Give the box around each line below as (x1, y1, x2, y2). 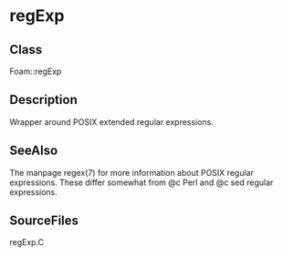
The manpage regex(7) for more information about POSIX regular (9, 167, 254, 178)
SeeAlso (9, 143, 58, 159)
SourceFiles (9, 213, 79, 229)
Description (9, 92, 78, 108)
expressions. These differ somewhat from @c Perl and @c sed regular (9, 177, 274, 188)
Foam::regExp (9, 66, 62, 77)
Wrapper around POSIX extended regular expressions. (9, 116, 215, 128)
